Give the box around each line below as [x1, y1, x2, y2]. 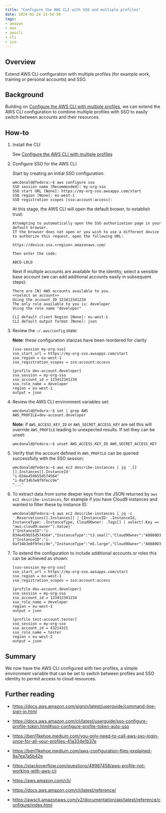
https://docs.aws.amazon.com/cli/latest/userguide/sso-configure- [12, 718, 148, 724]
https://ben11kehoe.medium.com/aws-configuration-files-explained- [12, 748, 152, 754]
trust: [12, 211, 23, 217]
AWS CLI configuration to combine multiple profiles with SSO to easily [5, 109, 148, 115]
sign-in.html [12, 709, 37, 714]
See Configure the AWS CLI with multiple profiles [12, 152, 113, 157]
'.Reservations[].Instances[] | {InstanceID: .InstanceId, [12, 515, 137, 520]
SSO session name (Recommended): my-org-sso [12, 184, 106, 190]
